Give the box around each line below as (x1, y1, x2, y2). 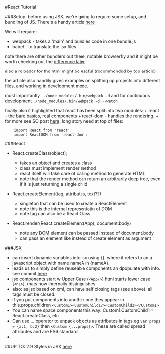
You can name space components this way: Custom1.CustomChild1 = (12, 307, 154, 313)
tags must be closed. (12, 291, 56, 297)
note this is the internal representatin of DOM (19, 206, 112, 212)
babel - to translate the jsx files (12, 44, 76, 49)
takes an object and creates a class (19, 160, 92, 166)
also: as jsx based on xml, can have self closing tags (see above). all (12, 286, 153, 292)
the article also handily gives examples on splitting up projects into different (5, 78, 160, 83)
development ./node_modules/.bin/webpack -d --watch (5, 98, 118, 104)
